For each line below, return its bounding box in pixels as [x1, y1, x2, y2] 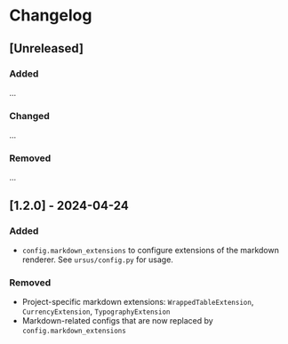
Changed [9, 109, 51, 122]
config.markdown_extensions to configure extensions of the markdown [21, 245, 280, 256]
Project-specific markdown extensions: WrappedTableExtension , [21, 297, 254, 308]
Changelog [9, 5, 92, 26]
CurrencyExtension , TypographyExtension [21, 306, 171, 316]
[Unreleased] [9, 41, 84, 56]
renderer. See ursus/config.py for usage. [21, 254, 173, 265]
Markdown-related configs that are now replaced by [21, 316, 213, 326]
